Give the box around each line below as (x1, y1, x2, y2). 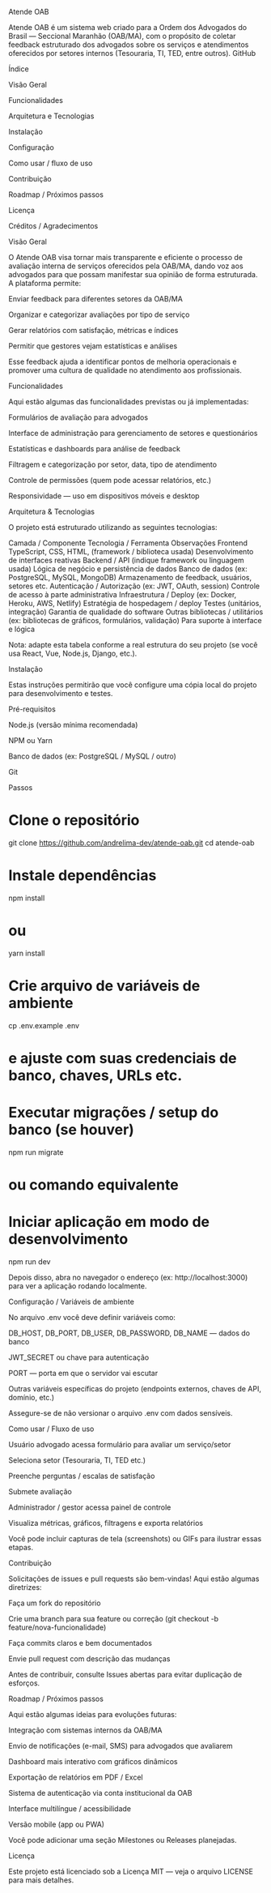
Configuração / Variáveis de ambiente (8, 1297, 135, 1306)
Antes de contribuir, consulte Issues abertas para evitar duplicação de (8, 1669, 243, 1679)
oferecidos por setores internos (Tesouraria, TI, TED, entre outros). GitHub (8, 49, 256, 58)
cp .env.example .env (8, 1020, 79, 1030)
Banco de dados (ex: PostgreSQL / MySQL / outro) (8, 751, 176, 761)
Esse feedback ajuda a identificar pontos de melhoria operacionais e (8, 357, 237, 366)
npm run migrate (8, 1147, 64, 1157)
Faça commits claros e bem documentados (8, 1639, 152, 1647)
